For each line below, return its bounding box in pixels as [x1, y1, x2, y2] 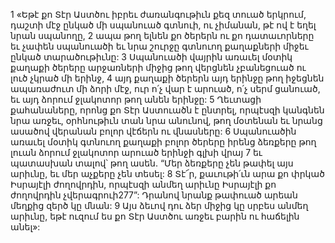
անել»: [10, 221, 41, 233]
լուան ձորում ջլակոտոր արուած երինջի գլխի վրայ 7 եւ [10, 147, 263, 158]
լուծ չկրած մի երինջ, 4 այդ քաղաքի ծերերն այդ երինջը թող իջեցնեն [10, 72, 325, 84]
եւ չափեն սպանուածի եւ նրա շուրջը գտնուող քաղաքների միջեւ [10, 40, 309, 52]
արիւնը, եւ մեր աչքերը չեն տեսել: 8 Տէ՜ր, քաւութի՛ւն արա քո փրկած [10, 168, 325, 179]
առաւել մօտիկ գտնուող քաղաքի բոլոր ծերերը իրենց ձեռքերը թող [10, 136, 317, 148]
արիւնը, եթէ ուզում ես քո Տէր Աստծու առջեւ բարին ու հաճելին [10, 210, 300, 222]
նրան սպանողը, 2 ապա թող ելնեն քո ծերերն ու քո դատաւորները [10, 30, 315, 41]
